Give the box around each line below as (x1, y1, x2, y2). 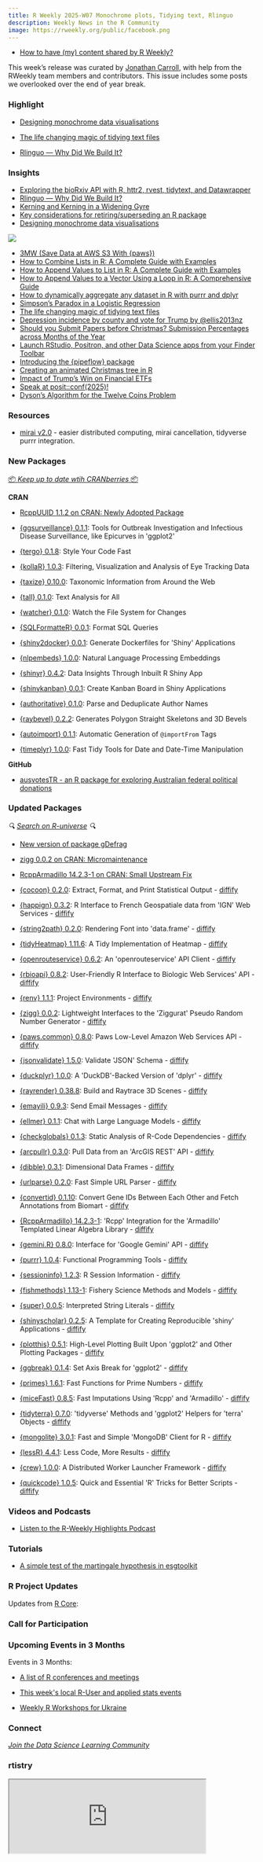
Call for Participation (8, 1618, 89, 1629)
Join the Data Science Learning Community (8, 1740, 150, 1750)
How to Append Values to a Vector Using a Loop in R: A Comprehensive (19, 273, 252, 283)
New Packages (8, 456, 67, 467)
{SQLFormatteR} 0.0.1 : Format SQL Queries (19, 623, 159, 632)
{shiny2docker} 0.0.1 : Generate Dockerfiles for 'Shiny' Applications (19, 637, 236, 647)
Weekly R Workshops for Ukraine (19, 1702, 127, 1712)
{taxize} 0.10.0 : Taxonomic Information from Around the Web (19, 577, 216, 586)
